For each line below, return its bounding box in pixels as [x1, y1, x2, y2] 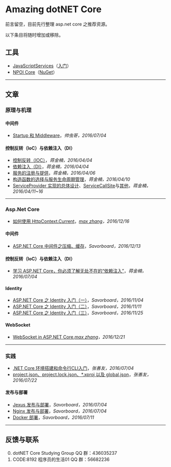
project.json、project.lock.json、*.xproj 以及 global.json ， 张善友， [12, 371, 152, 377]
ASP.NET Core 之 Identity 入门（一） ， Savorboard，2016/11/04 [12, 297, 144, 303]
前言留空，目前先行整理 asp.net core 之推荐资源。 [5, 21, 110, 27]
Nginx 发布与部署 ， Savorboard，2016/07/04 [12, 408, 107, 414]
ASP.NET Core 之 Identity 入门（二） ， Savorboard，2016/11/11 [12, 304, 141, 310]
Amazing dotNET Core [5, 4, 102, 15]
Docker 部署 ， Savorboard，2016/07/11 [12, 415, 94, 421]
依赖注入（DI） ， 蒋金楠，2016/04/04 [12, 164, 89, 170]
